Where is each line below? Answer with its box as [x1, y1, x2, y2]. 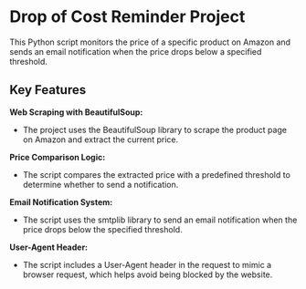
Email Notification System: [9, 196, 113, 207]
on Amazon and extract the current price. [22, 134, 179, 145]
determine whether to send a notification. [22, 179, 179, 190]
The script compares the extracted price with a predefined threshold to [22, 169, 290, 180]
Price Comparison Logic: [9, 151, 106, 162]
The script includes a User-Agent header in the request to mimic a [22, 259, 272, 270]
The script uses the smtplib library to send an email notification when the [22, 214, 298, 225]
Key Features [9, 82, 87, 98]
